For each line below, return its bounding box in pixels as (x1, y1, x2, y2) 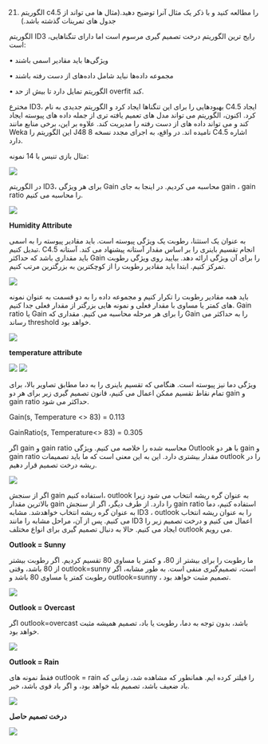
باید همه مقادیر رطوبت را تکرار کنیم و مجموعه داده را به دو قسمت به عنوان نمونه (9, 292, 250, 301)
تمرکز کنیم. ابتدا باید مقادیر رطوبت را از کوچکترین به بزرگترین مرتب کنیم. (9, 262, 227, 271)
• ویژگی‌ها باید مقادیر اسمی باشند (9, 56, 108, 65)
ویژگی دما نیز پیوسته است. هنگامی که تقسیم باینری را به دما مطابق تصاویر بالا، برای (9, 380, 257, 389)
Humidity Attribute (9, 220, 73, 230)
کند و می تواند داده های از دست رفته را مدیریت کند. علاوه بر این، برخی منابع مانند (9, 119, 250, 128)
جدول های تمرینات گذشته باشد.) (20, 16, 116, 26)
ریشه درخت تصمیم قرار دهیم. (9, 460, 97, 469)
